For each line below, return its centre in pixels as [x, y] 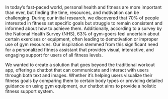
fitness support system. [30, 91]
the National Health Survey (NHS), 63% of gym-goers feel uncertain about [82, 34]
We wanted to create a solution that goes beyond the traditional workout [80, 65]
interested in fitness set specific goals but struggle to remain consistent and [84, 23]
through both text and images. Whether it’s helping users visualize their [79, 75]
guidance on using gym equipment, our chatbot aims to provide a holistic [81, 86]
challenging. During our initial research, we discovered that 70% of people [82, 18]
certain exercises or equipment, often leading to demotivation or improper [82, 39]
